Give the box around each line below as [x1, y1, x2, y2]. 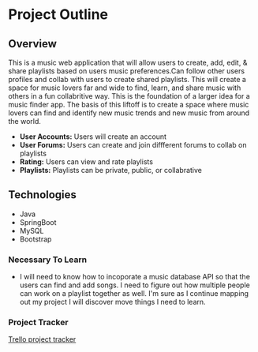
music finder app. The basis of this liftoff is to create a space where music [8, 100, 249, 109]
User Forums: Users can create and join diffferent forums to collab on [19, 140, 247, 149]
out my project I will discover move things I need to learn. [19, 298, 207, 307]
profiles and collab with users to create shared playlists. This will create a [8, 75, 247, 84]
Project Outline [8, 6, 109, 24]
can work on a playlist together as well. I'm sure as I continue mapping [19, 289, 249, 298]
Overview [8, 37, 58, 51]
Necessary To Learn [8, 254, 88, 265]
